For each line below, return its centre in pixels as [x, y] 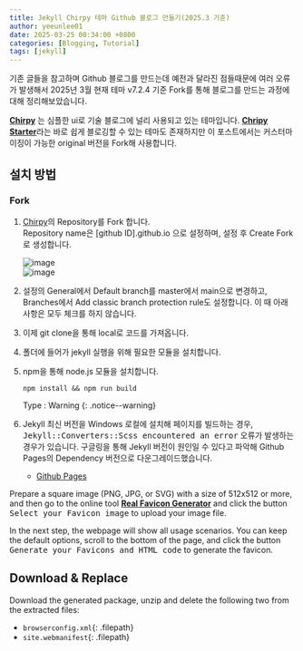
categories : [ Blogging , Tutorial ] [75, 43]
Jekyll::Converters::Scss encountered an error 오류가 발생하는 [158, 435]
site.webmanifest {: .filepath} [76, 636]
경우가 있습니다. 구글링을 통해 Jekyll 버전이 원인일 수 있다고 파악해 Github [153, 446]
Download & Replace [69, 578]
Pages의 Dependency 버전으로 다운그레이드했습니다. [117, 458]
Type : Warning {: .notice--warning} [89, 405]
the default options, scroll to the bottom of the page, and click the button [145, 539]
